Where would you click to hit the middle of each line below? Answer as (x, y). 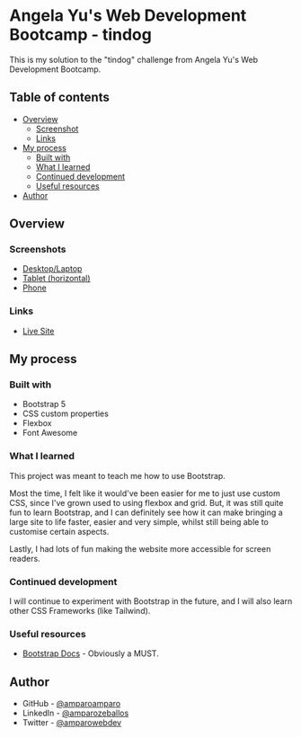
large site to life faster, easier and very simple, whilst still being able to (139, 521)
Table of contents (59, 98)
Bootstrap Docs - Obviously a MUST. (90, 653)
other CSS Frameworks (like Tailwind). (80, 611)
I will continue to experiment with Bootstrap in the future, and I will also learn (151, 601)
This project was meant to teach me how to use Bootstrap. (118, 475)
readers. (25, 558)
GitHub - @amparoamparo (71, 704)
